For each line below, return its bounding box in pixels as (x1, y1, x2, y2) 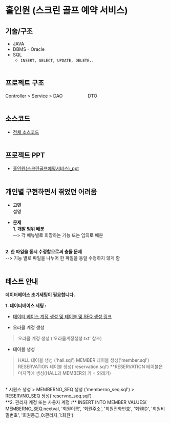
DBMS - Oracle (12, 46, 45, 52)
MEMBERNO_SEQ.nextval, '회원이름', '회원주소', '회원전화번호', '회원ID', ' (5, 406, 153, 412)
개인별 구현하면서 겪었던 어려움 (5, 187, 97, 196)
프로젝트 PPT (5, 151, 45, 160)
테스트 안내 (5, 277, 38, 286)
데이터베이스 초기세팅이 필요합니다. (5, 291, 75, 298)
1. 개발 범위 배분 (12, 226, 45, 232)
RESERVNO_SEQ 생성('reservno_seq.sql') (5, 393, 92, 399)
